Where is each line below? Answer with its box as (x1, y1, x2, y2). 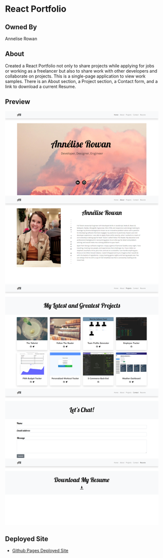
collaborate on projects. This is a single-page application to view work (5, 73, 146, 79)
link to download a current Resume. (5, 83, 76, 89)
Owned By (5, 23, 37, 31)
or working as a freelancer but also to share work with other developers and (5, 68, 157, 74)
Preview (5, 98, 31, 106)
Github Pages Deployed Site (12, 548, 69, 554)
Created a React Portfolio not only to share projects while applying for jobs (5, 62, 155, 69)
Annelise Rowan (5, 36, 37, 41)
